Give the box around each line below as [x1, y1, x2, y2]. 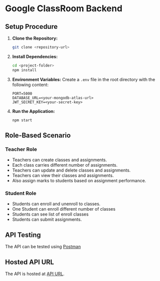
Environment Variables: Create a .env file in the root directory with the [12, 76, 156, 82]
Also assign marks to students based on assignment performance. [12, 178, 146, 184]
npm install [12, 67, 37, 72]
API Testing [5, 231, 41, 239]
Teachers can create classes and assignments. [12, 157, 107, 163]
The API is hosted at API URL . [5, 271, 65, 277]
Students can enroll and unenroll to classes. [12, 201, 101, 207]
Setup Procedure [5, 22, 58, 31]
